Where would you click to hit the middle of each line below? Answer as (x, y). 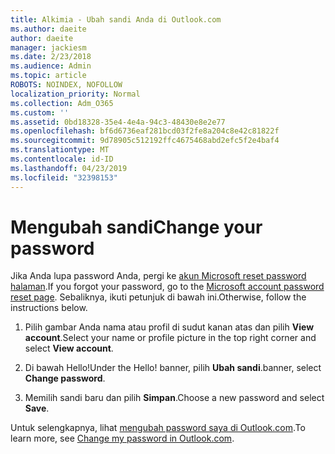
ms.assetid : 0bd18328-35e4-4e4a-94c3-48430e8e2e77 (118, 122)
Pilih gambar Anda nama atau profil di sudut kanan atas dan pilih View (169, 327)
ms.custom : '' (40, 112)
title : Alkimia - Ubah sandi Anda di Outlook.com (116, 19)
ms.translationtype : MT (60, 150)
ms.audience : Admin (51, 66)
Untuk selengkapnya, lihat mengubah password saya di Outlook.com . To (158, 428)
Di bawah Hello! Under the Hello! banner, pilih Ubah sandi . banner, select (173, 368)
